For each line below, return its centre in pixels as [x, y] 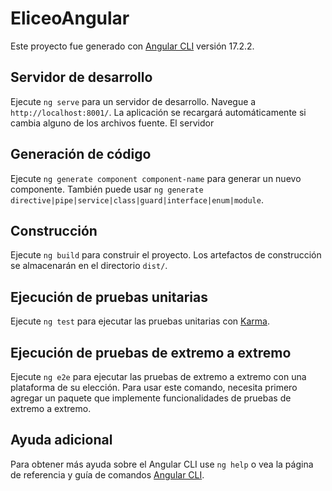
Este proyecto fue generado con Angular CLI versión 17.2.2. [132, 46]
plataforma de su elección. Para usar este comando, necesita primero [154, 387]
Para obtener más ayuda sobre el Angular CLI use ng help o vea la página [162, 464]
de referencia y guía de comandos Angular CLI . [107, 474]
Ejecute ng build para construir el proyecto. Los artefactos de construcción [166, 255]
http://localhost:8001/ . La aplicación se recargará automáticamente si [158, 112]
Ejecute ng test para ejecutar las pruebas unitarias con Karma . [140, 321]
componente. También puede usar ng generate [107, 189]
